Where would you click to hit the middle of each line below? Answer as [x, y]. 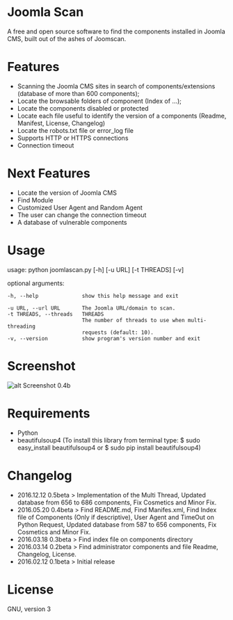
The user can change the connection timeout [82, 215]
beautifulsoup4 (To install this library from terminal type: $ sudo [109, 440]
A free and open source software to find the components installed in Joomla [116, 31]
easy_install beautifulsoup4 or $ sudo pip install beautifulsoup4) [109, 447]
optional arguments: [36, 283]
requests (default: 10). [118, 332]
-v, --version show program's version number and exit [104, 338]
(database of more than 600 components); [78, 93]
